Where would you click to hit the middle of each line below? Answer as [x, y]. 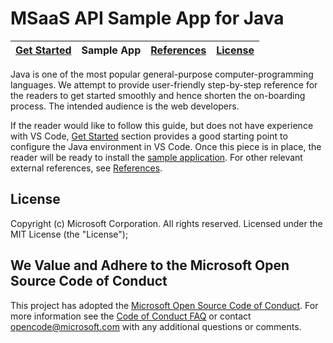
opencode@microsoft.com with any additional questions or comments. [156, 326]
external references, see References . [86, 168]
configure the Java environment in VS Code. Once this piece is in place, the [166, 146]
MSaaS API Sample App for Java [147, 18]
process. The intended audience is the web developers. [125, 106]
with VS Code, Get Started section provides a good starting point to [149, 136]
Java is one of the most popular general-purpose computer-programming [162, 74]
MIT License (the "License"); [69, 234]
